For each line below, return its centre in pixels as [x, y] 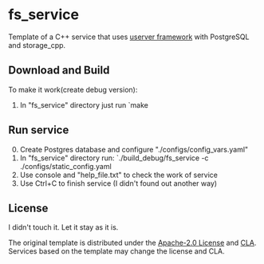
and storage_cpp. [37, 45]
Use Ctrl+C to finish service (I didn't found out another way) [118, 183]
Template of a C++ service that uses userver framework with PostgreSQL [129, 37]
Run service [39, 130]
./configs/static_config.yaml [65, 166]
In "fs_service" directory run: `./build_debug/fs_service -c [114, 158]
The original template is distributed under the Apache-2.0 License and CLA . [132, 243]
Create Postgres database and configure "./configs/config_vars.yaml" [134, 149]
